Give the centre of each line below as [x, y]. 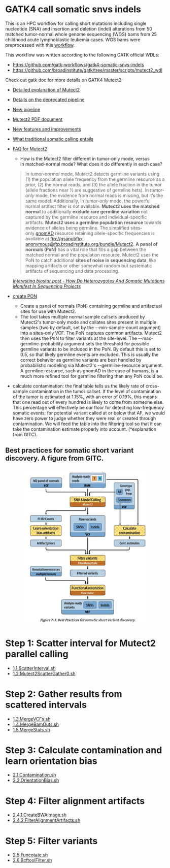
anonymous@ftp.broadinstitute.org [62, 244]
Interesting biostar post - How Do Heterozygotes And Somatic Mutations [89, 281]
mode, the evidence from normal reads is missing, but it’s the [99, 195]
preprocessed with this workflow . [40, 45]
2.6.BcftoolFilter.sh [32, 860]
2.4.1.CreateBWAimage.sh [40, 815]
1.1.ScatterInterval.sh [34, 668]
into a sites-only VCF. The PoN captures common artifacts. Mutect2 [91, 333]
